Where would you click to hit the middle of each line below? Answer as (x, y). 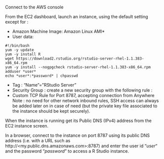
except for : (17, 22)
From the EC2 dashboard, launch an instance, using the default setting (77, 16)
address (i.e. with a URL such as (38, 141)
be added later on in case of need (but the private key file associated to (85, 106)
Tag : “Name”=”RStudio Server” (44, 85)
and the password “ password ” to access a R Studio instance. (67, 151)
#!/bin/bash (17, 46)
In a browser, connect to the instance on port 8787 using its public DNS (78, 135)
